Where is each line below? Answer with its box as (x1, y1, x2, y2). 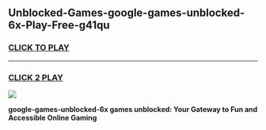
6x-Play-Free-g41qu (8, 19, 110, 32)
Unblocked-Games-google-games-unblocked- (8, 6, 245, 20)
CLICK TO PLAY (8, 43, 70, 54)
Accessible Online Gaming (8, 113, 97, 122)
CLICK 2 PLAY (8, 72, 63, 83)
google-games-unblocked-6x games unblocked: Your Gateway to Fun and (8, 104, 258, 113)
